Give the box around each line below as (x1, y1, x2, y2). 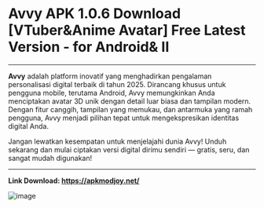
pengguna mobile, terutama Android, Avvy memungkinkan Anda (8, 88, 215, 97)
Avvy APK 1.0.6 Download (8, 5, 181, 23)
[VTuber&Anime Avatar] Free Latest (8, 21, 246, 39)
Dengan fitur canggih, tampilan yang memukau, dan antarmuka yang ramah (8, 104, 253, 114)
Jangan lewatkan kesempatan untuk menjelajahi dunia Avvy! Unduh (8, 137, 227, 146)
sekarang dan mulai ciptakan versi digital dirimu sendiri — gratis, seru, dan (8, 144, 250, 154)
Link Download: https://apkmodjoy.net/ (8, 176, 140, 185)
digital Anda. (8, 121, 49, 130)
